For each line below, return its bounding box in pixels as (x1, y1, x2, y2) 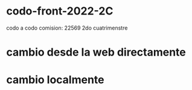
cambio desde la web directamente (6, 45, 186, 59)
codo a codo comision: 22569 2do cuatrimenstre (6, 24, 128, 31)
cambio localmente (6, 73, 104, 87)
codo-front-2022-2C (6, 4, 114, 18)
